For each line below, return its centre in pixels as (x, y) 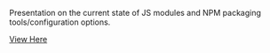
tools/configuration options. (60, 22)
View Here (28, 39)
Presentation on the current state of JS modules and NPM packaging (135, 13)
